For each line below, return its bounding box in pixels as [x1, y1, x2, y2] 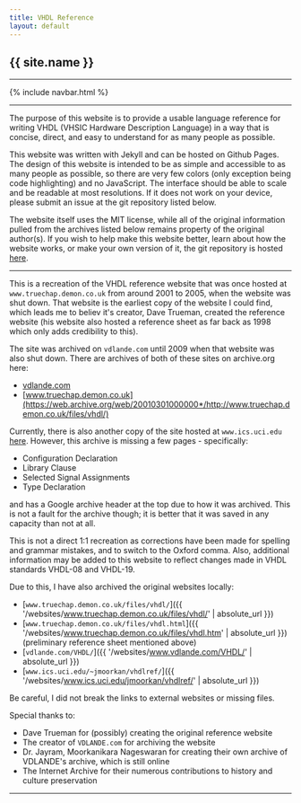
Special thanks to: [9, 710, 76, 721]
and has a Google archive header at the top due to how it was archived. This [9, 499, 291, 510]
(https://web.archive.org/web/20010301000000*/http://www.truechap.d [21, 399, 290, 410]
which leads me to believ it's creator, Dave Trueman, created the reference [9, 307, 285, 318]
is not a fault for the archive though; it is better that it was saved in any [9, 508, 270, 519]
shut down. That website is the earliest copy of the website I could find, [9, 297, 273, 308]
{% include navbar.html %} [9, 87, 109, 98]
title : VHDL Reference [9, 13, 94, 22]
